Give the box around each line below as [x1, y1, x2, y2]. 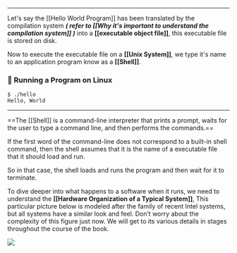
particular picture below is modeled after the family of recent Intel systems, [7, 202, 226, 211]
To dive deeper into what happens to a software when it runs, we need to [7, 187, 220, 196]
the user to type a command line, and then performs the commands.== [7, 124, 214, 132]
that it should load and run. [7, 152, 86, 161]
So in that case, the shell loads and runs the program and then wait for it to [7, 166, 224, 175]
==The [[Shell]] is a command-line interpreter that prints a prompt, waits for [7, 116, 227, 125]
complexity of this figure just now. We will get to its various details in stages [7, 217, 227, 226]
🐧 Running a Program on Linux [7, 75, 113, 85]
